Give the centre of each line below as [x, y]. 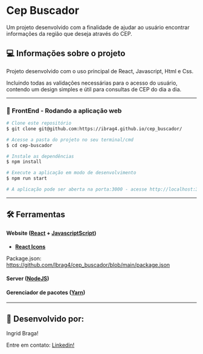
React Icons [30, 246]
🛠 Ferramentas [36, 215]
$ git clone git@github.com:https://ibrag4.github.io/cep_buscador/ [94, 129]
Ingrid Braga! [22, 333]
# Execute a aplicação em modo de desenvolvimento [71, 173]
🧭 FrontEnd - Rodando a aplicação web [64, 111]
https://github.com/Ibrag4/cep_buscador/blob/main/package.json [88, 264]
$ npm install [24, 162]
